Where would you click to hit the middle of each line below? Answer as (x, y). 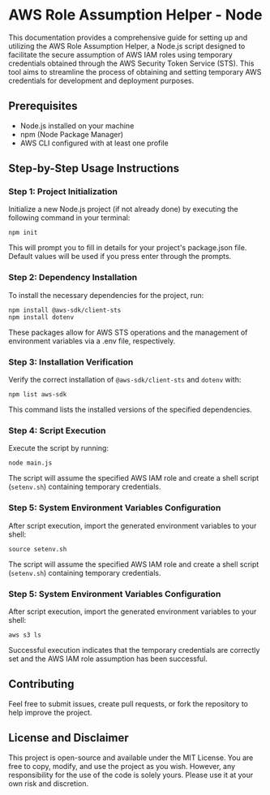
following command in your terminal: (69, 218)
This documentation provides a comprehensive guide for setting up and (128, 37)
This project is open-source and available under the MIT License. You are (131, 758)
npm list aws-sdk (38, 395)
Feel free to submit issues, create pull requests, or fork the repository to (129, 703)
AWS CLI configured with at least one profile (94, 143)
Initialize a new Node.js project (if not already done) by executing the (124, 210)
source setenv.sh (38, 549)
